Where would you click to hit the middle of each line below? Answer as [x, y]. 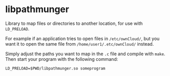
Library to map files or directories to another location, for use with [74, 23]
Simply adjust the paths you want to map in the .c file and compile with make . [85, 54]
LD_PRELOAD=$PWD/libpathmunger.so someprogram [55, 68]
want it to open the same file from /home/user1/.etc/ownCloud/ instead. [79, 44]
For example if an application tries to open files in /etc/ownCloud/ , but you [82, 39]
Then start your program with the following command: [62, 59]
